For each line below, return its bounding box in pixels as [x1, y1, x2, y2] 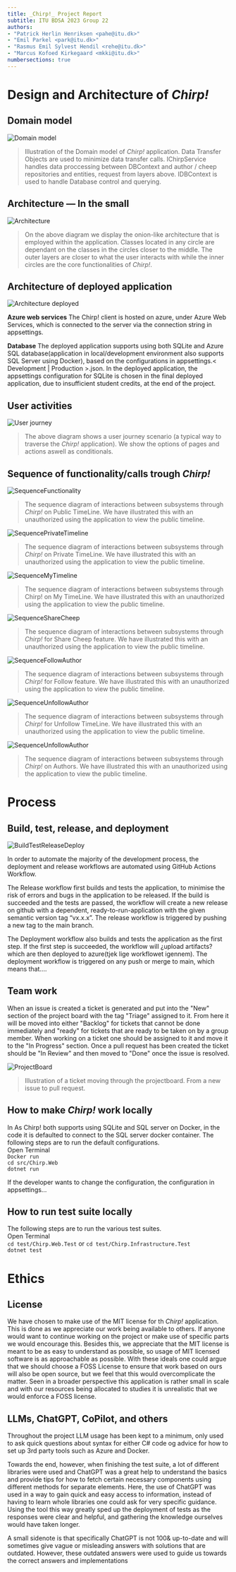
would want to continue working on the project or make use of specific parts [7, 1332, 229, 1341]
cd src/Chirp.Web [7, 1159, 58, 1166]
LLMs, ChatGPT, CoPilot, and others [7, 1412, 168, 1424]
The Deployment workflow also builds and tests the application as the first [7, 935, 223, 943]
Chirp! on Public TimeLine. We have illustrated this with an [24, 508, 194, 516]
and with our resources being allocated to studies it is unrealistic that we [7, 1385, 218, 1393]
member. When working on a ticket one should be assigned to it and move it [7, 1034, 228, 1042]
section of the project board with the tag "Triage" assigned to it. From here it [7, 1011, 229, 1020]
